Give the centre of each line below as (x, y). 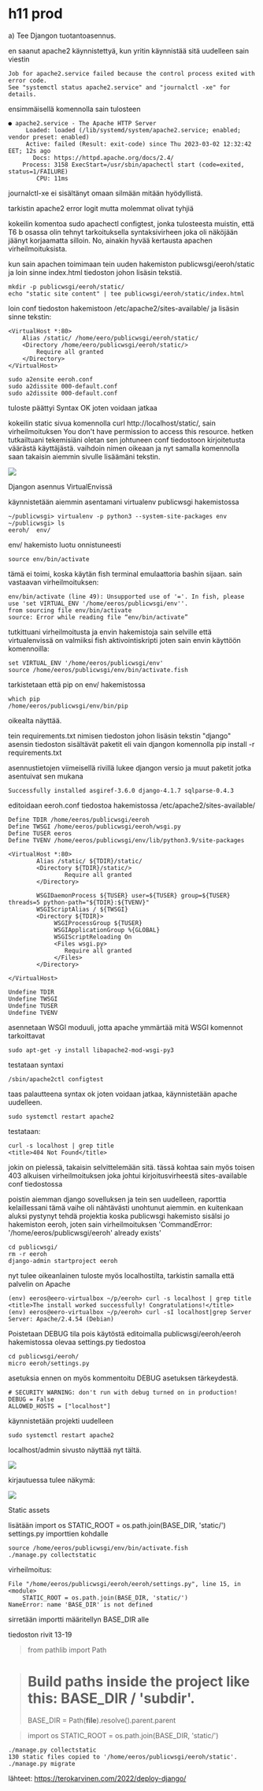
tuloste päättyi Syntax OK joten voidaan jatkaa (83, 407)
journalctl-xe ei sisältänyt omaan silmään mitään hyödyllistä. (106, 193)
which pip (24, 699)
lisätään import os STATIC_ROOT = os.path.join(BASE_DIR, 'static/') (117, 1525)
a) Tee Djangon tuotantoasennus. (62, 35)
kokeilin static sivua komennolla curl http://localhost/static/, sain (112, 423)
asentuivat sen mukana (46, 776)
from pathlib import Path (67, 1650)
